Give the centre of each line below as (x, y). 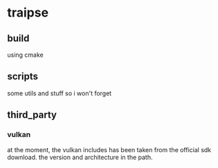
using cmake (25, 55)
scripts (22, 76)
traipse (28, 13)
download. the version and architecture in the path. (80, 157)
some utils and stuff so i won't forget (60, 93)
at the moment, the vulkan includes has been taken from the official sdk (109, 149)
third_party (32, 115)
